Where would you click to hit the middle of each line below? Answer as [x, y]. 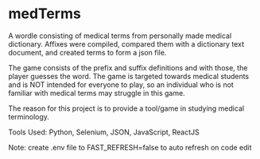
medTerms [45, 14]
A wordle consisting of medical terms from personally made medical [120, 36]
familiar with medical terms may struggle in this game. [97, 93]
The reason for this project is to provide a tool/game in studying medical [126, 108]
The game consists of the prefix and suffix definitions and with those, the [128, 67]
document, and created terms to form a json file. [87, 52]
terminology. [29, 116]
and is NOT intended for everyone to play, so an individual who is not [121, 85]
